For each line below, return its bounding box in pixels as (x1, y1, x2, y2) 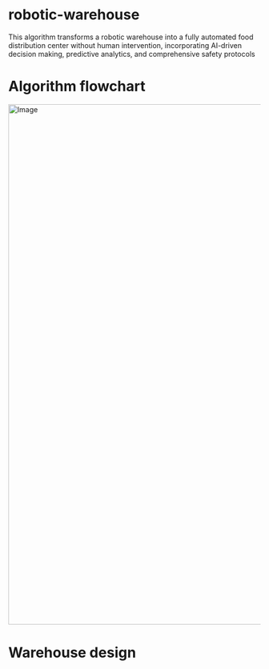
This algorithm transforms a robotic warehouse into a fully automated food (8, 32, 254, 42)
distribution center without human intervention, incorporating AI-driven (8, 40, 243, 50)
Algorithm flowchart (8, 78, 146, 95)
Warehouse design (8, 643, 136, 662)
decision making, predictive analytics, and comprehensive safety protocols (8, 49, 255, 58)
